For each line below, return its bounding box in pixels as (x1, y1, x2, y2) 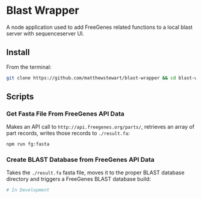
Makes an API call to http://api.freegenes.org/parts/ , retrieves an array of (6, 123, 195, 130)
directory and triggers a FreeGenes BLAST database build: (6, 176, 151, 183)
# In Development (6, 187, 50, 193)
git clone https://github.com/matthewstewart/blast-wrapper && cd (6, 75, 176, 81)
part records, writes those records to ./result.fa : (6, 130, 130, 137)
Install (6, 47, 30, 58)
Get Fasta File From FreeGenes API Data (6, 109, 124, 118)
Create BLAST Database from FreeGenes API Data (6, 156, 155, 164)
